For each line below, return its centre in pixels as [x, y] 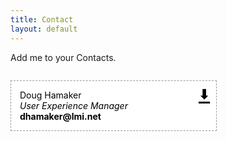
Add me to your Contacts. [63, 57]
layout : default [44, 29]
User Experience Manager [73, 105]
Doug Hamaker [50, 95]
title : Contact [42, 19]
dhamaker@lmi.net [60, 116]
